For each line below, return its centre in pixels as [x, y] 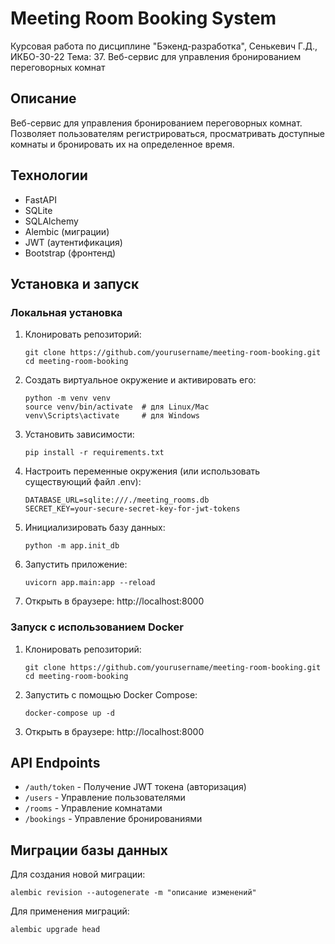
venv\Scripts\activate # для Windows [112, 416]
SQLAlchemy [51, 221]
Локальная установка [66, 312]
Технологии [49, 175]
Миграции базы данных [89, 850]
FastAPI [40, 199]
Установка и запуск [75, 283]
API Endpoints [55, 762]
